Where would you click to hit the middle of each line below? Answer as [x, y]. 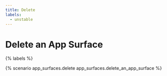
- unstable [21, 19]
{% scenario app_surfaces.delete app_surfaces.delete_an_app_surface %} [84, 68]
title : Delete [20, 10]
